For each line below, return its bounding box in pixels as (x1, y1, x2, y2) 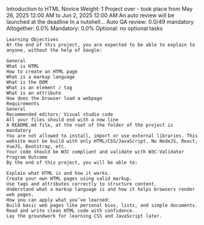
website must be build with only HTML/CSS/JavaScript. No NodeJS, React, (6, 138, 199, 144)
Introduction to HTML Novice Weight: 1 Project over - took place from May (6, 6, 193, 12)
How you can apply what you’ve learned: (6, 197, 111, 203)
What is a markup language (6, 74, 75, 80)
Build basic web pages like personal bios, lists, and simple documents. (6, 202, 199, 208)
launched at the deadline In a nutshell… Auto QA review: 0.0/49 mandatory (6, 18, 194, 25)
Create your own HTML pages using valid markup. (6, 175, 133, 182)
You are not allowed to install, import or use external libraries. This (6, 133, 199, 139)
